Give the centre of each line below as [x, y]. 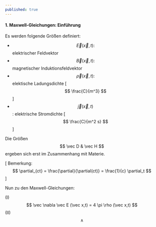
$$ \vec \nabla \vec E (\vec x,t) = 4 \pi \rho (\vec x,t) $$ [82, 205]
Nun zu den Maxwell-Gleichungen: [40, 188]
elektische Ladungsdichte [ [39, 83]
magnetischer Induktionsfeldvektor [47, 68]
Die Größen [17, 138]
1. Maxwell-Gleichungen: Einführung [43, 25]
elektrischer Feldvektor [35, 53]
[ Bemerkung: [19, 163]
